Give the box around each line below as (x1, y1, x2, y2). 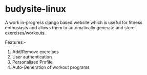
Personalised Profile (12, 59, 53, 65)
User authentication (12, 54, 52, 59)
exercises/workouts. (5, 30, 46, 36)
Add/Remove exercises (12, 49, 59, 55)
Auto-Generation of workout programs (12, 64, 90, 70)
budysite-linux (5, 3, 66, 15)
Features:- (5, 39, 26, 45)
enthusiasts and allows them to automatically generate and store (5, 24, 135, 30)
